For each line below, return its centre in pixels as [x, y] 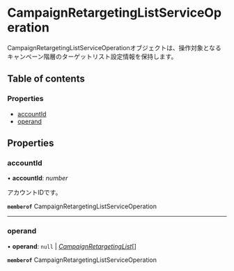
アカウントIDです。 [34, 192]
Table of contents [46, 79]
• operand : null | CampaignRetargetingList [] [72, 246]
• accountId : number [38, 178]
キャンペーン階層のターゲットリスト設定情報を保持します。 [92, 56]
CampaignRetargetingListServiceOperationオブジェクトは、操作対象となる [114, 47]
